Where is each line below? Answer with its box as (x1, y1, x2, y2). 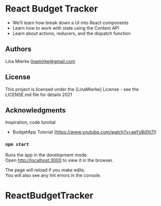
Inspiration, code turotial (5, 119, 56, 126)
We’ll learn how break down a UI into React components (12, 20, 129, 26)
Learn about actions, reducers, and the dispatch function (12, 30, 131, 36)
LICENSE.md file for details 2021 (5, 91, 72, 97)
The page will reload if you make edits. (5, 167, 86, 173)
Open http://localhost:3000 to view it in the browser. (5, 157, 114, 163)
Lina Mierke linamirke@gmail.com (5, 58, 75, 64)
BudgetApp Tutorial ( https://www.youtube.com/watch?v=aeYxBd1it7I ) (12, 129, 157, 135)
